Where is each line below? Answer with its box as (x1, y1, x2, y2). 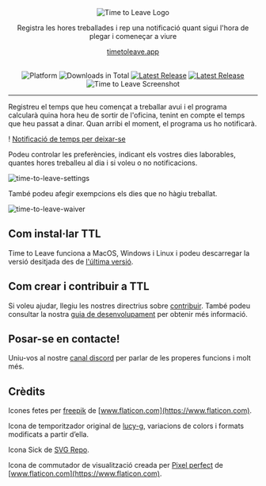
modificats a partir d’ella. (8, 430, 89, 439)
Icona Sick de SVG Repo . (8, 445, 89, 455)
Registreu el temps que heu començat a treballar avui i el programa (8, 102, 227, 111)
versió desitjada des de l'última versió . (8, 256, 134, 266)
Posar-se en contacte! (8, 333, 120, 346)
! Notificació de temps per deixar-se (8, 134, 126, 144)
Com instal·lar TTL (8, 227, 101, 241)
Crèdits (8, 384, 46, 398)
